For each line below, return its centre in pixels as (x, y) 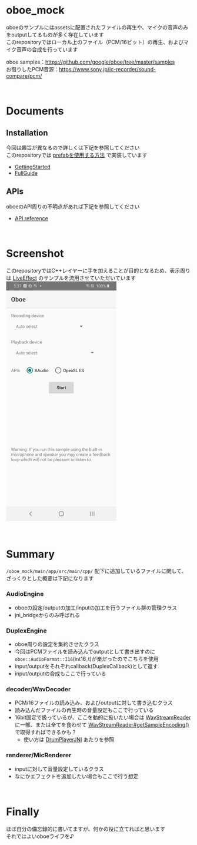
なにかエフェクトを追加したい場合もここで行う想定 (76, 776)
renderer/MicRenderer (39, 755)
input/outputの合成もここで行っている (60, 674)
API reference (31, 218)
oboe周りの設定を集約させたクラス (57, 644)
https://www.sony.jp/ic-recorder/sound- (107, 69)
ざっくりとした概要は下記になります (50, 578)
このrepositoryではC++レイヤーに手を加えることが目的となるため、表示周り (98, 270)
